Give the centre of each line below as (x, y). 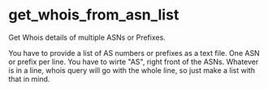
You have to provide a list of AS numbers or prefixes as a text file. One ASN (134, 53)
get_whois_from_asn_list (94, 15)
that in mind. (29, 79)
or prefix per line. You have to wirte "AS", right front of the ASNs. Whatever (134, 62)
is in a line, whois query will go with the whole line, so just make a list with (132, 70)
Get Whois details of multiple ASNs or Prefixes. (87, 37)
